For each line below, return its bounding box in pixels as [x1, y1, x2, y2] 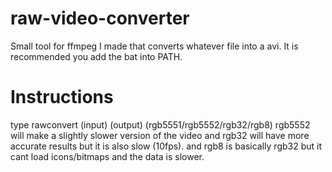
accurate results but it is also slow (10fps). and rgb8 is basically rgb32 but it [10, 140, 322, 152]
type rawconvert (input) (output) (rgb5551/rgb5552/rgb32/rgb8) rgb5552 [10, 118, 311, 131]
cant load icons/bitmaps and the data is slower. [10, 150, 205, 162]
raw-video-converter [10, 7, 190, 30]
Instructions [10, 86, 114, 109]
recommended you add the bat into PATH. [10, 50, 183, 62]
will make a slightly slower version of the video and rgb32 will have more [10, 129, 310, 141]
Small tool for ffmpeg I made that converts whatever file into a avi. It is [10, 40, 299, 52]
